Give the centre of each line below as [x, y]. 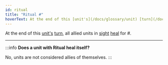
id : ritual [16, 10]
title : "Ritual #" [24, 14]
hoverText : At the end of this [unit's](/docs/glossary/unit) [71, 19]
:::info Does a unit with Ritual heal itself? [47, 47]
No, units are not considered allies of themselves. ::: [59, 57]
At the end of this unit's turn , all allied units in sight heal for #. [68, 33]
